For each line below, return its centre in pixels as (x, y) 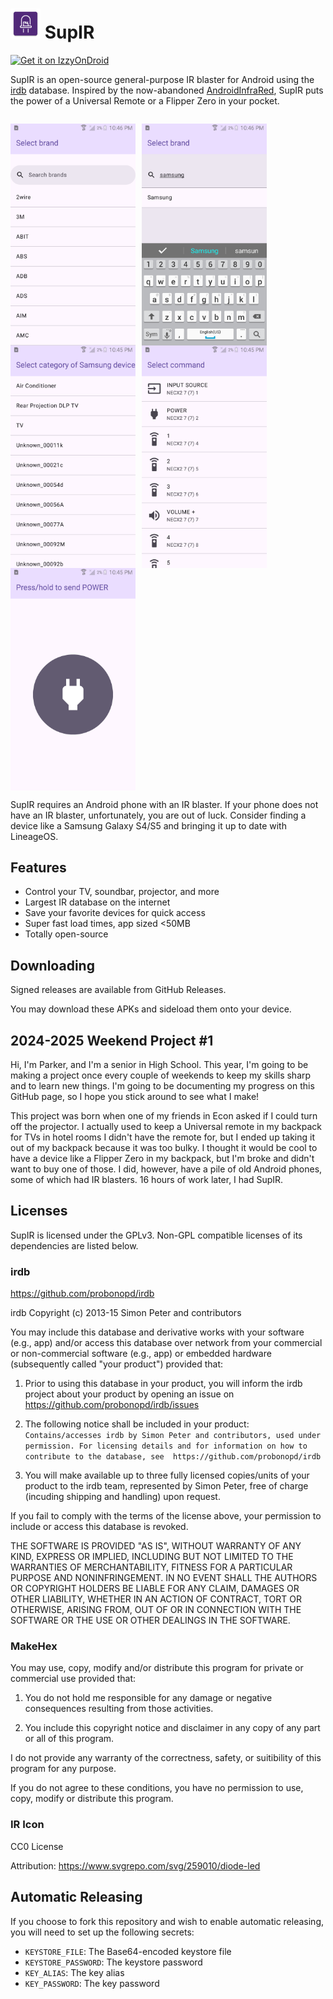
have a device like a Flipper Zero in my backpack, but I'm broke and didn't (162, 1159)
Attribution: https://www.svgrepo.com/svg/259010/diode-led (135, 1865)
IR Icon (27, 1825)
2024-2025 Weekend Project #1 (112, 1040)
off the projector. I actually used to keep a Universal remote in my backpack (166, 1127)
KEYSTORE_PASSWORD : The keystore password (113, 1962)
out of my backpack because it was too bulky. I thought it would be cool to (164, 1148)
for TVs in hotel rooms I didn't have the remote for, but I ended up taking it (163, 1137)
